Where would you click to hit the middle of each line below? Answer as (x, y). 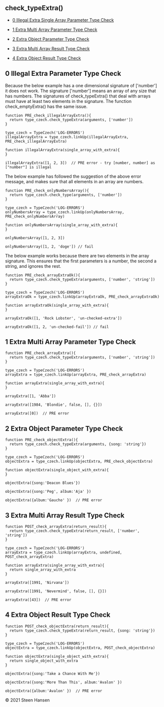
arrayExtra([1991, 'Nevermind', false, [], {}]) (56, 591)
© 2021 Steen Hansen (28, 700)
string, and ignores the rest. (33, 266)
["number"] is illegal (28, 167)
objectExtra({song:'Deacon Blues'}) (43, 483)
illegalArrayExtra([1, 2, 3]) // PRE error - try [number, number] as (80, 163)
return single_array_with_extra (43, 570)
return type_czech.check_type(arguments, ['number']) (66, 195)
